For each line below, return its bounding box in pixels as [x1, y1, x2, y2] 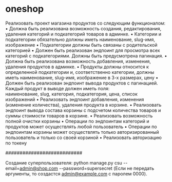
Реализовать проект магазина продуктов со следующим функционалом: [5, 20, 166, 26]
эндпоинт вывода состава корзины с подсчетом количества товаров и [5, 107, 161, 113]
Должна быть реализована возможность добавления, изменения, [5, 58, 151, 64]
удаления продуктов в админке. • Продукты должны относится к [5, 64, 149, 70]
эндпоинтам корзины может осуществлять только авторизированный [5, 129, 159, 135]
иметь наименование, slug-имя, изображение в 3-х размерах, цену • [5, 74, 159, 80]
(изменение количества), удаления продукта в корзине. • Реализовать [5, 102, 162, 108]
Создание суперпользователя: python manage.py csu [5, 159, 122, 166]
